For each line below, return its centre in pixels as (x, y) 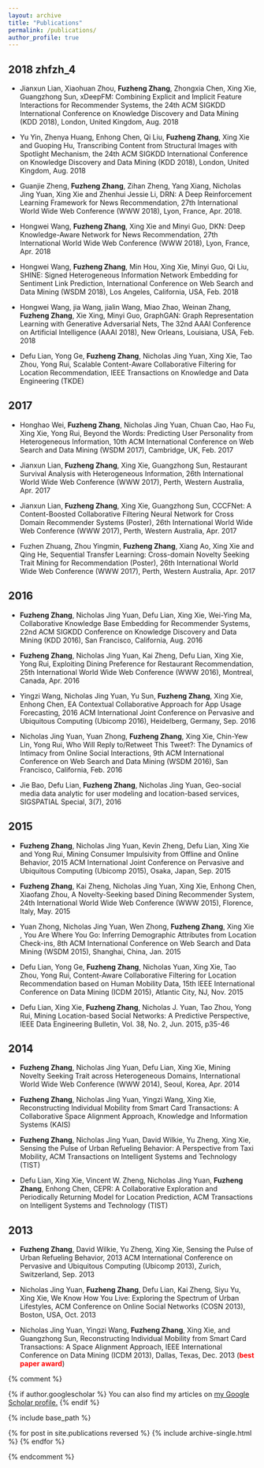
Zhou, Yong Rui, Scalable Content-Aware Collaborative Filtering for (128, 364)
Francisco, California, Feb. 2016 (71, 769)
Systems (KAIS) (45, 1125)
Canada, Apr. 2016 (50, 680)
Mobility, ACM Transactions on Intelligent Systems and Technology (128, 1157)
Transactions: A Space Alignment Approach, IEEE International (121, 1347)
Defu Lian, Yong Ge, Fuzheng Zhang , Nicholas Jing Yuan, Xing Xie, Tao (136, 356)
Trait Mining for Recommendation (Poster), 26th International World (129, 563)
